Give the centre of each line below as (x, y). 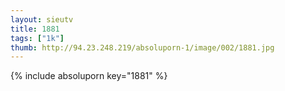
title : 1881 (35, 29)
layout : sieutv (42, 19)
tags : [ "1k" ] (37, 38)
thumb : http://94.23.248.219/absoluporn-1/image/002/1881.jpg (142, 47)
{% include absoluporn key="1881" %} (89, 76)
